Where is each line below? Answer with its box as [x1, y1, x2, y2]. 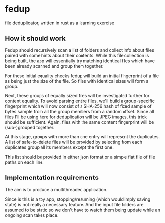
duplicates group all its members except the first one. [5, 144, 114, 150]
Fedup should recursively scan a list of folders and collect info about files [5, 47, 154, 53]
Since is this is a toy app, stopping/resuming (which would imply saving [5, 196, 151, 202]
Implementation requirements [5, 174, 99, 182]
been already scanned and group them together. [5, 63, 104, 69]
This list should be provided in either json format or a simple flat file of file [5, 154, 156, 160]
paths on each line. [5, 159, 44, 165]
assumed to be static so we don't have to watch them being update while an [5, 207, 161, 213]
